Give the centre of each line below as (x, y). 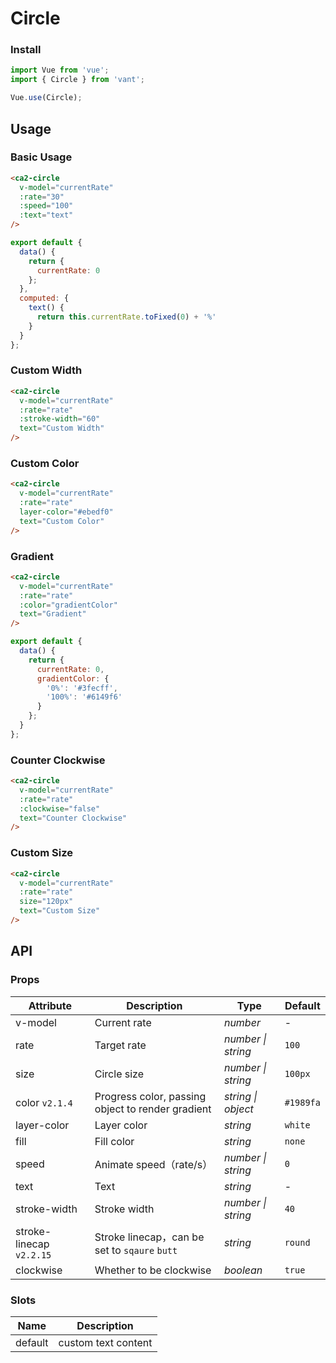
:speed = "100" (46, 206)
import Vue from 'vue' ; (60, 70)
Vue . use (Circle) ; (46, 98)
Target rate (120, 1045)
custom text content (105, 1342)
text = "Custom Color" (62, 521)
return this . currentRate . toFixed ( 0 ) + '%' (126, 317)
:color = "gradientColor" (68, 605)
